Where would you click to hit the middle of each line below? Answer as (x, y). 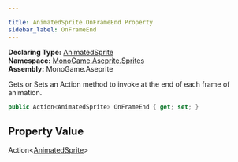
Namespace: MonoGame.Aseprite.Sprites (76, 61)
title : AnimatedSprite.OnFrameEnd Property (81, 22)
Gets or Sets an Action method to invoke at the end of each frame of (119, 84)
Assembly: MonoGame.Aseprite (61, 68)
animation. (25, 92)
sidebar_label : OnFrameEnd (52, 29)
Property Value (46, 131)
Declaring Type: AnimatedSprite (61, 52)
